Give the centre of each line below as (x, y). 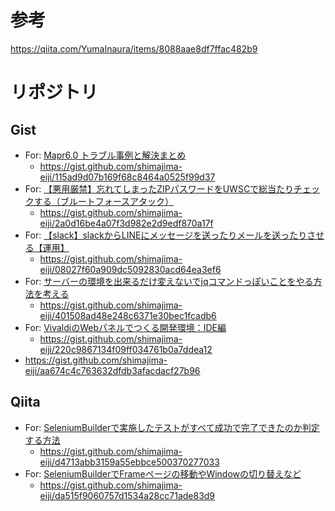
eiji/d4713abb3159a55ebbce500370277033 (129, 462)
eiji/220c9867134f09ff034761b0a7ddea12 (126, 349)
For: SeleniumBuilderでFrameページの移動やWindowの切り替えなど (163, 473)
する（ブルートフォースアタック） (104, 201)
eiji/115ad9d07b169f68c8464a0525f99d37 (127, 177)
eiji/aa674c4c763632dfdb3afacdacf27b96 (112, 370)
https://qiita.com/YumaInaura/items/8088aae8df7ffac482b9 (134, 48)
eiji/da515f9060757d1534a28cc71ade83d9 (127, 495)
